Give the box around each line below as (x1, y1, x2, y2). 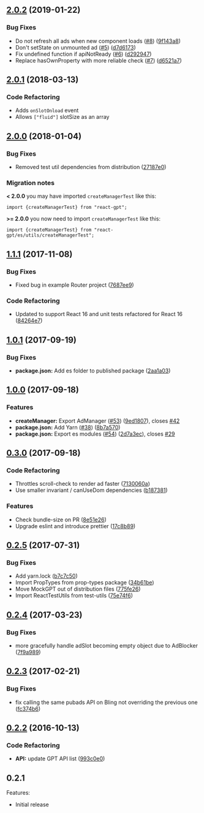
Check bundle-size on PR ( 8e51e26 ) (15, 516, 107, 523)
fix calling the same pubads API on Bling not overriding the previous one (15, 698, 198, 706)
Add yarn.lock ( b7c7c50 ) (15, 572, 78, 580)
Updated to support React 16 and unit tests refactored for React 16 (15, 311, 183, 318)
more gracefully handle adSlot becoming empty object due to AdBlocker (15, 642, 198, 649)
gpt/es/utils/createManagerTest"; (6, 232, 95, 238)
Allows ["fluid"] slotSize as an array (15, 113, 110, 121)
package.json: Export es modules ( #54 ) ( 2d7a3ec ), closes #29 (15, 430, 175, 437)
